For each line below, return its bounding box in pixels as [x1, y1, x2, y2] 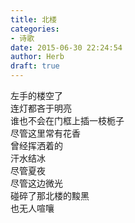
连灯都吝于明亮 [10, 102, 72, 114]
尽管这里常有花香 [10, 127, 81, 139]
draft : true [10, 61, 60, 71]
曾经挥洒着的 [10, 140, 63, 151]
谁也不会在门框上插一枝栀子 [10, 115, 125, 126]
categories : [10, 24, 60, 34]
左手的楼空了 [10, 90, 63, 101]
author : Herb [10, 52, 65, 62]
